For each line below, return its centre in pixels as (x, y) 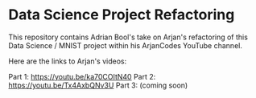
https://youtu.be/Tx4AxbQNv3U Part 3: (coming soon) (98, 85)
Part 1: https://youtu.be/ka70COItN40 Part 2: (82, 76)
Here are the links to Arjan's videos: (68, 61)
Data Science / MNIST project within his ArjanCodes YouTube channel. (126, 45)
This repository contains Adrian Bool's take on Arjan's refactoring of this (128, 37)
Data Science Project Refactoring (122, 15)
